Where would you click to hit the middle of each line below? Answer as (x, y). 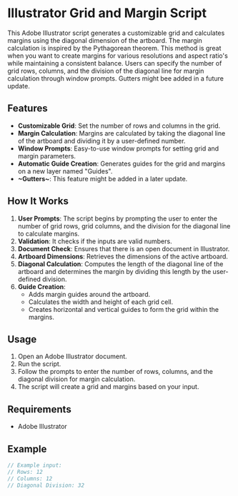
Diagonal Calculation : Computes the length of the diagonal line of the (120, 264)
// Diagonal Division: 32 (46, 485)
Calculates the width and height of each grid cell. (101, 302)
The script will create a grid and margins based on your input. (108, 387)
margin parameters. (47, 156)
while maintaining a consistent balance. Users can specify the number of (115, 63)
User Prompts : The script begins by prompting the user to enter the (118, 218)
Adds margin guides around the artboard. (89, 294)
